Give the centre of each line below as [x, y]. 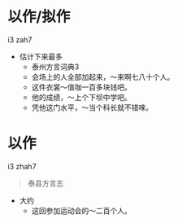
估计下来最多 [41, 56]
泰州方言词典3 [55, 67]
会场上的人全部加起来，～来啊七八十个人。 [103, 77]
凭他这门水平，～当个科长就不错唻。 [92, 107]
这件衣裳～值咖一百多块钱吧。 [81, 87]
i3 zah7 [20, 39]
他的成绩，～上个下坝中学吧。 [81, 97]
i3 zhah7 [22, 166]
